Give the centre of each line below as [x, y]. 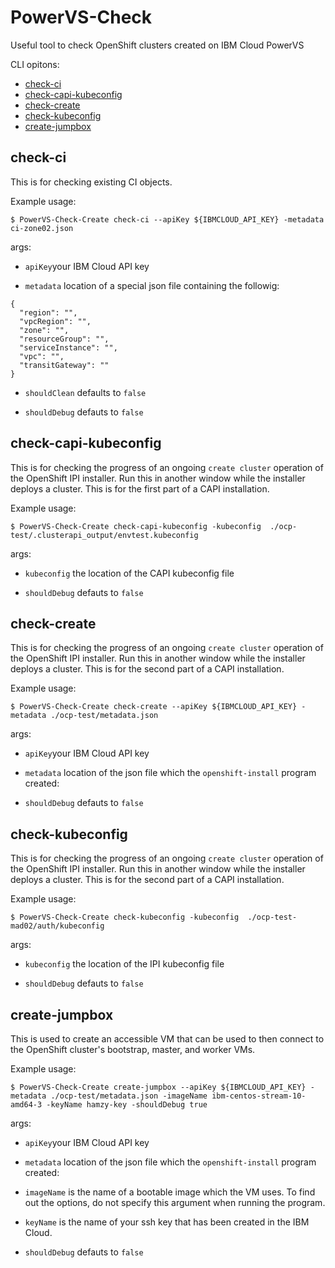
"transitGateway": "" [64, 365]
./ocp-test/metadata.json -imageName [129, 1096]
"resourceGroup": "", [64, 339]
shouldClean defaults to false [85, 392]
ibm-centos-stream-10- [259, 1096]
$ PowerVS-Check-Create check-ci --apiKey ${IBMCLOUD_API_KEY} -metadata [167, 219]
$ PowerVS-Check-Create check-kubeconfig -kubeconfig [125, 917]
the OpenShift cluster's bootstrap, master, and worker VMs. [133, 1049]
